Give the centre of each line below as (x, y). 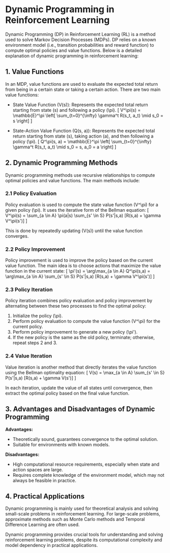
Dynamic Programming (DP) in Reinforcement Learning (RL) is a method (80, 34)
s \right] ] (22, 121)
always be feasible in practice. (44, 480)
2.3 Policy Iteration (29, 289)
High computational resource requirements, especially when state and (86, 464)
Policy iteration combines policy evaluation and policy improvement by (79, 301)
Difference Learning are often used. (43, 525)
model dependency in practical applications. (52, 545)
